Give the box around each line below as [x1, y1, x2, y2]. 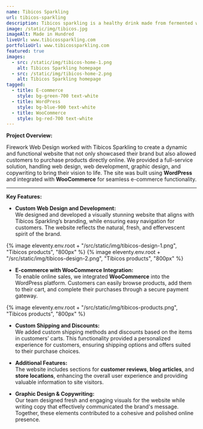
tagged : [6, 82, 26, 88]
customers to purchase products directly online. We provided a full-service [6, 156, 193, 164]
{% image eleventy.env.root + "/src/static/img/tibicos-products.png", [6, 304, 178, 311]
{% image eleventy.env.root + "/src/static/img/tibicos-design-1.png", [6, 242, 177, 249]
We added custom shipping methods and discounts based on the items [14, 328, 192, 335]
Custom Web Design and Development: [14, 205, 117, 212]
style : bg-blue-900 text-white [17, 104, 96, 110]
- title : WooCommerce [11, 110, 66, 116]
